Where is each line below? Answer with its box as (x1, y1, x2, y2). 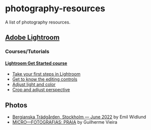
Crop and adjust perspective (12, 87, 70, 93)
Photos (5, 101, 28, 109)
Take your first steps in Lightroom (12, 71, 81, 77)
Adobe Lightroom (5, 33, 60, 42)
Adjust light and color (12, 81, 56, 87)
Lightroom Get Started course (5, 60, 67, 66)
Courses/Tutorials (5, 48, 50, 55)
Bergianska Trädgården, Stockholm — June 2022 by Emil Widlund (12, 114, 147, 120)
